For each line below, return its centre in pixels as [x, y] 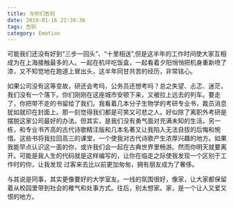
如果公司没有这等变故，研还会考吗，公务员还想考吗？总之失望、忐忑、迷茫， [117, 86]
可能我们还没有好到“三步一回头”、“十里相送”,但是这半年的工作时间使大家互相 [117, 54]
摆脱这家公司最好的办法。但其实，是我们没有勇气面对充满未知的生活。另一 [114, 121]
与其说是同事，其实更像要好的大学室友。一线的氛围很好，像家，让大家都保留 [117, 179]
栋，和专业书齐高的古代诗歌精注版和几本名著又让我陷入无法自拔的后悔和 [111, 130]
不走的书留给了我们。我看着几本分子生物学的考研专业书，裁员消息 [132, 103]
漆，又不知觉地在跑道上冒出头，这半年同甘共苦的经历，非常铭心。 [102, 71]
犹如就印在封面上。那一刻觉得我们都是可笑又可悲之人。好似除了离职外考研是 [117, 112]
